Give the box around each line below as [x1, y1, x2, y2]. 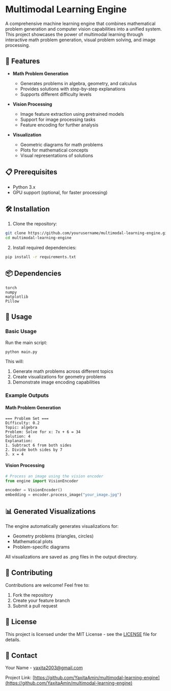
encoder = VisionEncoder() [5, 488, 63, 493]
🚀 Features [5, 57, 40, 66]
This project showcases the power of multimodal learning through [5, 31, 144, 37]
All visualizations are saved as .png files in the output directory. [5, 554, 138, 560]
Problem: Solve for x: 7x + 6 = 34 [5, 429, 81, 434]
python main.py [5, 349, 38, 354]
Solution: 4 [5, 433, 31, 439]
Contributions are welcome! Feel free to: [5, 582, 90, 588]
